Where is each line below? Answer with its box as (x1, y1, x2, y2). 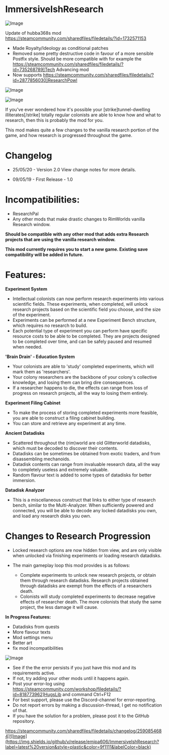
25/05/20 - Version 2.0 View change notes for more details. (12, 166, 136, 172)
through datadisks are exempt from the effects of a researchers (20, 583, 152, 589)
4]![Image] (5, 733, 28, 739)
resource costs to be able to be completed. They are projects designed (12, 333, 160, 339)
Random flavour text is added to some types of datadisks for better (12, 472, 152, 478)
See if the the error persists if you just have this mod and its (12, 664, 137, 670)
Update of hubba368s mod (5, 30, 61, 36)
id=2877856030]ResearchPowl (12, 77, 77, 83)
